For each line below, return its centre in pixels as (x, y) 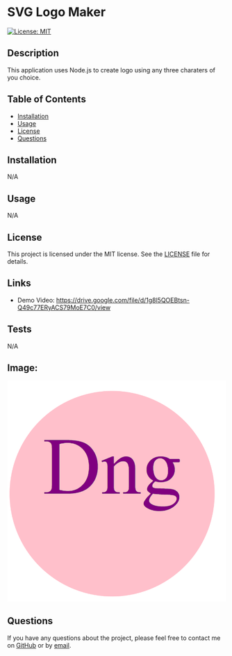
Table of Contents (47, 99)
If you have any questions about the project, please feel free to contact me (114, 638)
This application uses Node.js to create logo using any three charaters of (111, 70)
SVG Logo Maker (57, 12)
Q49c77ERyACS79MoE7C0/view (64, 307)
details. (18, 261)
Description (33, 53)
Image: (23, 368)
